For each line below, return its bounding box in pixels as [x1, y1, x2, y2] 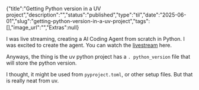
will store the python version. [6, 59, 77, 66]
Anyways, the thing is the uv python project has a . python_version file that [6, 53, 191, 60]
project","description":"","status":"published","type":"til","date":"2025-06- [6, 11, 187, 18]
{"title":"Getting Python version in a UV [6, 5, 101, 12]
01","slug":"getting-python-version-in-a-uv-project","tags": [6, 18, 150, 24]
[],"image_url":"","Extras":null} [6, 24, 79, 31]
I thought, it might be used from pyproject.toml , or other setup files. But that [6, 71, 193, 78]
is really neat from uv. [6, 77, 59, 84]
